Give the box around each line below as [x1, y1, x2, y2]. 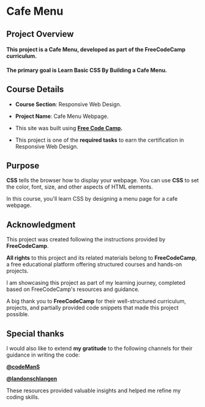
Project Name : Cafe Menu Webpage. [15, 112, 109, 120]
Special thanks [6, 328, 64, 339]
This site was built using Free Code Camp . [15, 124, 123, 131]
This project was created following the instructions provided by [6, 236, 166, 243]
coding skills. [6, 393, 40, 401]
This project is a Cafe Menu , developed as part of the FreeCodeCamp [6, 46, 185, 53]
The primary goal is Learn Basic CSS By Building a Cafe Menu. [6, 66, 167, 74]
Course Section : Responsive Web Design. [15, 100, 122, 108]
